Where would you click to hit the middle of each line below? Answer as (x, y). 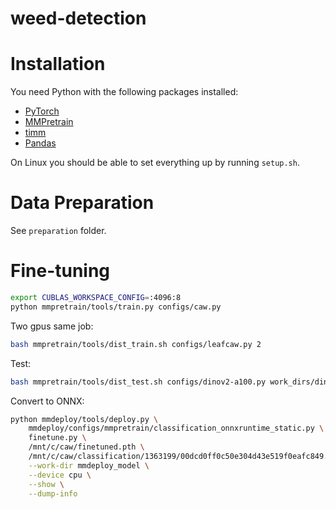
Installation (58, 64)
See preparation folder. (58, 231)
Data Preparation (82, 203)
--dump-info (53, 493)
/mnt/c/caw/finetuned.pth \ (86, 447)
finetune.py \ (57, 438)
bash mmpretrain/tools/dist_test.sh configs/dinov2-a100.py (138, 382)
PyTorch (42, 111)
